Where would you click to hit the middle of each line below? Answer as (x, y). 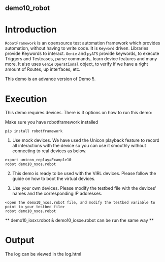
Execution (26, 99)
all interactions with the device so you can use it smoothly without (79, 146)
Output (20, 240)
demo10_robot (28, 8)
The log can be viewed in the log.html (43, 254)
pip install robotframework (34, 131)
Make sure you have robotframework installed (52, 122)
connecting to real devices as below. (49, 151)
